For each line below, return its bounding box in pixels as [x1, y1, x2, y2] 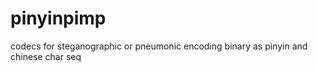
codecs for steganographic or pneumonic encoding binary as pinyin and [10, 40, 308, 52]
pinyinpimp [10, 7, 107, 30]
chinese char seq [10, 50, 82, 62]
